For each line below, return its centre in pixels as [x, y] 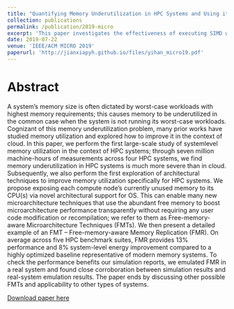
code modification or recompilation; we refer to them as [87, 218]
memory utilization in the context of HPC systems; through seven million [111, 151]
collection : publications [45, 20]
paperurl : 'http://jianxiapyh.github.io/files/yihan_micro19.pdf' [106, 53]
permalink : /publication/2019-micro [60, 27]
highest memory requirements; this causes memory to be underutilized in [112, 114]
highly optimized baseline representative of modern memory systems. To [112, 255]
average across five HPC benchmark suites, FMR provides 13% [98, 240]
